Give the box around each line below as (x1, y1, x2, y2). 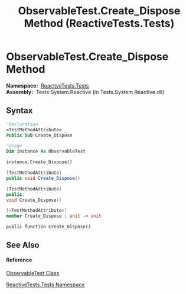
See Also (6, 240, 40, 250)
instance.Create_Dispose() (6, 159, 73, 165)
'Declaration (6, 121, 38, 127)
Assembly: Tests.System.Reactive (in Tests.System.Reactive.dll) (6, 88, 165, 95)
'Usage (6, 143, 22, 149)
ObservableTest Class (6, 269, 60, 276)
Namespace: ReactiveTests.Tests (6, 82, 89, 89)
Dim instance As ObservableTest (6, 148, 86, 154)
